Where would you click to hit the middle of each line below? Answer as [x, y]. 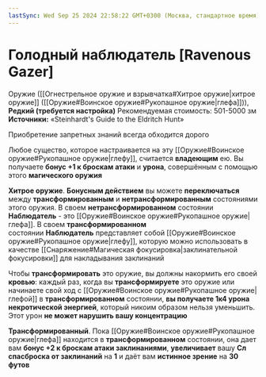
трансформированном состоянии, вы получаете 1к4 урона [147, 298]
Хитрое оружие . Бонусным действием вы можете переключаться [124, 190]
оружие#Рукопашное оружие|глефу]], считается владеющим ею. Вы [126, 158]
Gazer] [31, 71]
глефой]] [23, 298]
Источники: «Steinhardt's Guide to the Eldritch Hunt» [96, 119]
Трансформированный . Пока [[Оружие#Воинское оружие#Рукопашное [131, 331]
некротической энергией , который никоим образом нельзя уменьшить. [132, 307]
